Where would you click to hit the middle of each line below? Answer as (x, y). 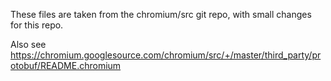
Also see (28, 44)
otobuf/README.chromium (66, 65)
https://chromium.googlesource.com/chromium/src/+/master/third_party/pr (166, 55)
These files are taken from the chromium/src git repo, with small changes (161, 14)
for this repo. (37, 25)
